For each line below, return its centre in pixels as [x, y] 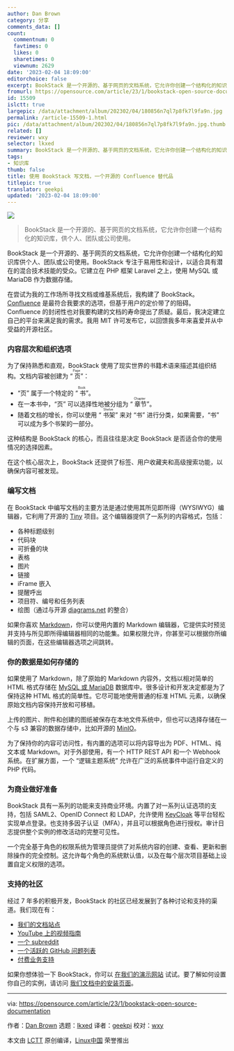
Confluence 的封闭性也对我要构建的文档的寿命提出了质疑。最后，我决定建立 [116, 312]
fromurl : [20, 92]
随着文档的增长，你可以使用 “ [59, 415]
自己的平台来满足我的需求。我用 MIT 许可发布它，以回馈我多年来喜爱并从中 [115, 321]
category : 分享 [28, 20]
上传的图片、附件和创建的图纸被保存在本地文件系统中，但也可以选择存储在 [114, 720]
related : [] [24, 131]
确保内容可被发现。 [35, 471]
